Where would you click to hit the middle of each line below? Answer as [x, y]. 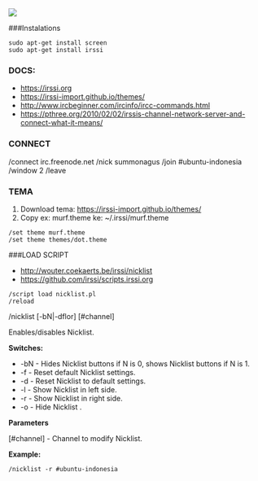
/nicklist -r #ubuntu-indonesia [63, 469]
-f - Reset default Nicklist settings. [78, 372]
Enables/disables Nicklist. [52, 332]
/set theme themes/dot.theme [58, 239]
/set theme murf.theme [47, 232]
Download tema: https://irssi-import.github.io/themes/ [111, 209]
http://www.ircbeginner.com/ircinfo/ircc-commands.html [115, 106]
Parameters [28, 422]
